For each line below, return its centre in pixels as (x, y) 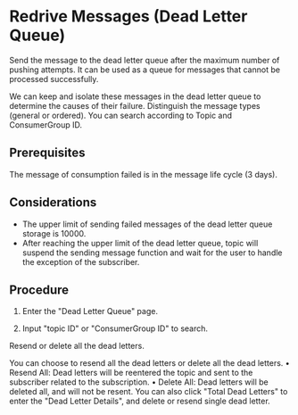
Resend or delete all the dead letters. (77, 346)
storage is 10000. (54, 233)
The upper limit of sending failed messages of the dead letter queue (147, 224)
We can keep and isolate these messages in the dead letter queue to (135, 96)
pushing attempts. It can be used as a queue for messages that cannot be (145, 70)
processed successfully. (54, 79)
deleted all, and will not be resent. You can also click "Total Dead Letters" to (149, 392)
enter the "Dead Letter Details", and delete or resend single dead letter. (140, 401)
